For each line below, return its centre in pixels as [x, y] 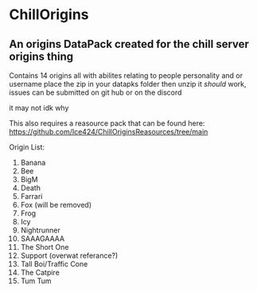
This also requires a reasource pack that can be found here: [107, 123]
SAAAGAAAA [43, 239]
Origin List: [27, 147]
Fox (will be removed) [56, 205]
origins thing [41, 56]
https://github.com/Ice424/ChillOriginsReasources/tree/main [109, 132]
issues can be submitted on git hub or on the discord [95, 92]
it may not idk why [39, 108]
